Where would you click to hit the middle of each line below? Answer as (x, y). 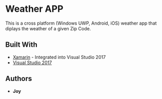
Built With (21, 45)
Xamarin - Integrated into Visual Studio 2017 (59, 57)
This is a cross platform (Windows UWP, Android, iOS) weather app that (81, 23)
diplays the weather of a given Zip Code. (48, 28)
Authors (19, 79)
